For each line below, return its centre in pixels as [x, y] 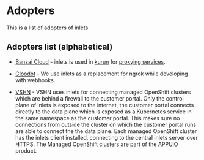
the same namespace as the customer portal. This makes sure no [97, 118]
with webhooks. [35, 80]
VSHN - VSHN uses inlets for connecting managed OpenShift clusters [103, 92]
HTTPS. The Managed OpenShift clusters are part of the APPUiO [97, 144]
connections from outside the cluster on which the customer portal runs [106, 124]
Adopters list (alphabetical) [60, 47]
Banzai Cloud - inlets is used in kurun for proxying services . [90, 61]
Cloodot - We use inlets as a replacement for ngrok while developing [101, 74]
